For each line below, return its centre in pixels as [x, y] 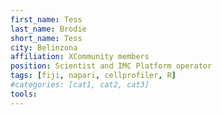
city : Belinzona [44, 47]
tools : [24, 94]
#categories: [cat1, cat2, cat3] [80, 85]
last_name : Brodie [48, 29]
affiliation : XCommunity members [80, 57]
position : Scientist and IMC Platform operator [111, 66]
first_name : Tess [46, 19]
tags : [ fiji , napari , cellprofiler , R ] [93, 76]
